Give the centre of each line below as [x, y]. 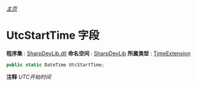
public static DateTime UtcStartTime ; [55, 65]
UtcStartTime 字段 [53, 35]
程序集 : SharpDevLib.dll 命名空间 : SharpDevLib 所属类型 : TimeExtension [98, 53]
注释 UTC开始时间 [29, 77]
